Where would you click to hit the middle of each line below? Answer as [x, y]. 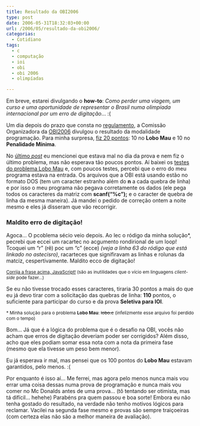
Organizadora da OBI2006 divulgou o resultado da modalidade [83, 132]
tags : [13, 46]
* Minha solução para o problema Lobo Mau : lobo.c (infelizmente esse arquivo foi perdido [100, 313]
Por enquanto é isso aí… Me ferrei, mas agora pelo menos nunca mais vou [98, 379]
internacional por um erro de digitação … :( [59, 114]
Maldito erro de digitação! [44, 222]
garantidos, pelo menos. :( [39, 367]
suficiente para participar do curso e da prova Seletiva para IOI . [85, 302]
